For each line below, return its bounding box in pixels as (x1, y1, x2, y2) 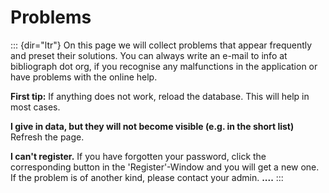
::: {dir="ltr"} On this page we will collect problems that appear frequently (10, 39, 313, 51)
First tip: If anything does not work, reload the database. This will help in (10, 90, 310, 102)
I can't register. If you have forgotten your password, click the (10, 150, 267, 162)
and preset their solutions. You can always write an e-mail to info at (10, 49, 288, 61)
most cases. (10, 101, 61, 113)
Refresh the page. (10, 131, 85, 143)
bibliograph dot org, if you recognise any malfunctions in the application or (10, 60, 318, 72)
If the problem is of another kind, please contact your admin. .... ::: (10, 171, 284, 183)
